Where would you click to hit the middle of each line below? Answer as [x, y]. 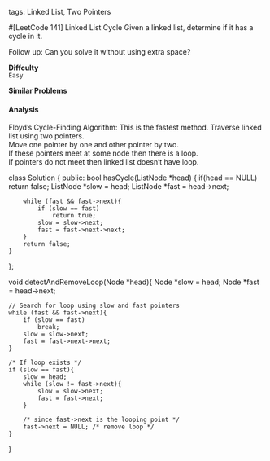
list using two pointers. [46, 136]
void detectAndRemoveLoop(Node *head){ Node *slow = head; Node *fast [134, 282]
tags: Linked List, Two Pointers [60, 12]
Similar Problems [38, 90]
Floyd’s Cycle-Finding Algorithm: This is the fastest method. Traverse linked [135, 127]
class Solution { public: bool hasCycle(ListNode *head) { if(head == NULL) [133, 178]
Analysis [24, 109]
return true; [74, 216]
